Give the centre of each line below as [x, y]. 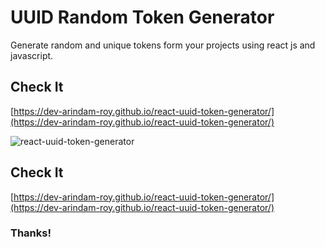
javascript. [32, 55]
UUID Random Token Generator [142, 17]
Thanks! [31, 233]
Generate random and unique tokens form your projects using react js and [163, 45]
